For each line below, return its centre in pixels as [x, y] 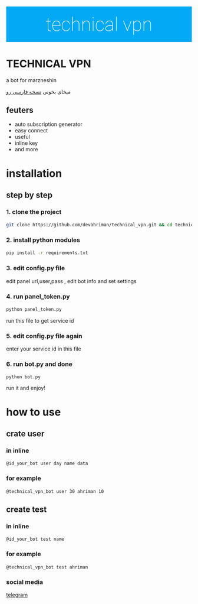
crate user [25, 434]
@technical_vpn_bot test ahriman [47, 567]
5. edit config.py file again [44, 336]
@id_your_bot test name [35, 539]
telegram [17, 595]
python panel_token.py [34, 309]
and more [26, 150]
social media [24, 582]
